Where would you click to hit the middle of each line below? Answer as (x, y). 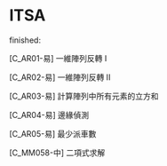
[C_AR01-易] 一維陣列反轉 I (58, 58)
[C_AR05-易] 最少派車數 (53, 133)
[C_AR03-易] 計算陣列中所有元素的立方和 (84, 96)
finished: (25, 40)
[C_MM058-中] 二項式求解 (57, 153)
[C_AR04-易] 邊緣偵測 (49, 115)
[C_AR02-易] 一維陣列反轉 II (60, 77)
